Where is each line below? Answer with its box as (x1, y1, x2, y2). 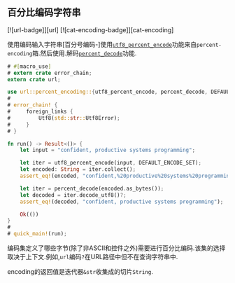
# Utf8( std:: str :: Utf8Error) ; (7, 114, 120, 121)
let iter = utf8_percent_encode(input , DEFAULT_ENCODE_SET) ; (20, 160, 201, 167)
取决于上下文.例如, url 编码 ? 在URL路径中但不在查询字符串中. (7, 253, 178, 261)
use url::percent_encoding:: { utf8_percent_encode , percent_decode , (7, 88, 208, 96)
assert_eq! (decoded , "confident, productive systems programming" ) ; (20, 198, 224, 205)
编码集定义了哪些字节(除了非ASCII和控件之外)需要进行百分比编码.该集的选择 (7, 244, 226, 252)
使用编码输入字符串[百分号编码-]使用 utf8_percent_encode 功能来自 (7, 40, 197, 48)
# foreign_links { (7, 108, 73, 116)
